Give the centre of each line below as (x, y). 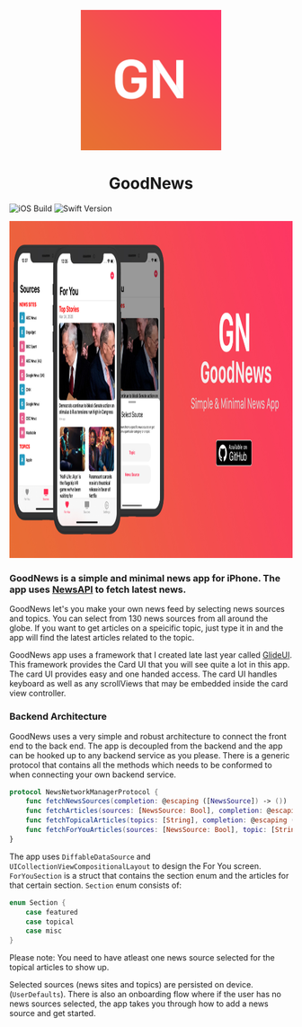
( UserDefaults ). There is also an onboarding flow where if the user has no (145, 995)
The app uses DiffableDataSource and (80, 856)
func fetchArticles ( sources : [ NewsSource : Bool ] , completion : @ (148, 811)
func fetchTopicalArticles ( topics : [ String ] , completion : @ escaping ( (160, 820)
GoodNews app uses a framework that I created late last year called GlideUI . (151, 655)
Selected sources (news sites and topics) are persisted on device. (131, 985)
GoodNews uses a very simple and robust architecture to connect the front (148, 736)
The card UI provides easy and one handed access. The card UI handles (143, 674)
